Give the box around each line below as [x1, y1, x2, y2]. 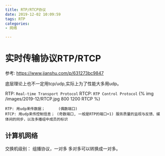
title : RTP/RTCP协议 [5, 7, 46, 12]
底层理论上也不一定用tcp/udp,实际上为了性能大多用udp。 [5, 81, 121, 87]
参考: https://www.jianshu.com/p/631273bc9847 [5, 70, 104, 76]
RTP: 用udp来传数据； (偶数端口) [5, 106, 78, 111]
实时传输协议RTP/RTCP [5, 53, 102, 64]
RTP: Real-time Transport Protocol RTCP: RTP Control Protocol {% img [5, 91, 154, 97]
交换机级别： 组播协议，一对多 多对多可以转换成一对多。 [5, 146, 120, 152]
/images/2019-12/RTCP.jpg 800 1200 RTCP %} [5, 96, 101, 102]
